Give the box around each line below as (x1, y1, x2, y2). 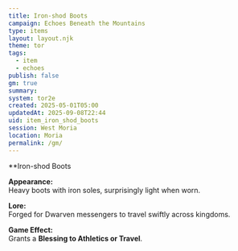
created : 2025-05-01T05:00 (8, 101, 99, 109)
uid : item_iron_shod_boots (8, 117, 99, 125)
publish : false (8, 72, 59, 80)
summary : (8, 86, 38, 95)
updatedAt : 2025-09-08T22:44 (8, 109, 106, 117)
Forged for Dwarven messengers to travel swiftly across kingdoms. (8, 209, 231, 219)
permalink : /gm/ (8, 138, 63, 147)
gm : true (8, 79, 38, 87)
